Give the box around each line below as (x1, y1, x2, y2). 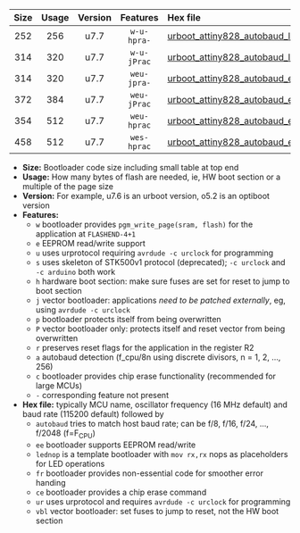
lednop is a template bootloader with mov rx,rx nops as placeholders (35, 448, 288, 459)
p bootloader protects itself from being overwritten (35, 314, 221, 324)
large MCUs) (35, 380, 83, 391)
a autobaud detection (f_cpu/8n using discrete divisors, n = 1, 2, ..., (35, 352, 281, 362)
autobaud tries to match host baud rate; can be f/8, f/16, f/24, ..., (35, 419, 270, 429)
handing (35, 477, 66, 487)
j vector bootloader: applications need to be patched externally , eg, (35, 295, 286, 305)
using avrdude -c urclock (35, 304, 131, 315)
